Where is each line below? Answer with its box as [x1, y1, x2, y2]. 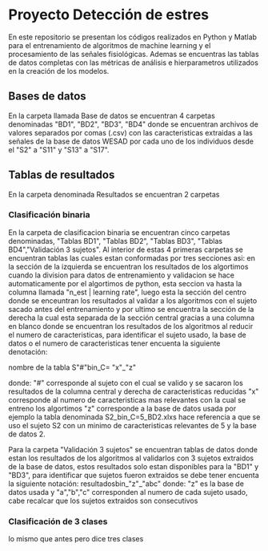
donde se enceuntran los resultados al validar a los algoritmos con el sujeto [8, 295, 258, 306]
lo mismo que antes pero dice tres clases [8, 534, 144, 544]
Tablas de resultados [8, 168, 115, 182]
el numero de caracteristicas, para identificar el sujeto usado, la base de [8, 330, 246, 339]
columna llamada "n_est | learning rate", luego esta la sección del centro [8, 287, 246, 297]
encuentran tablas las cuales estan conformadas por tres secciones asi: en [8, 253, 256, 262]
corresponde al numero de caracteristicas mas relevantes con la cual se [8, 395, 246, 404]
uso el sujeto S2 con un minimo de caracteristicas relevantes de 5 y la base [8, 420, 258, 430]
